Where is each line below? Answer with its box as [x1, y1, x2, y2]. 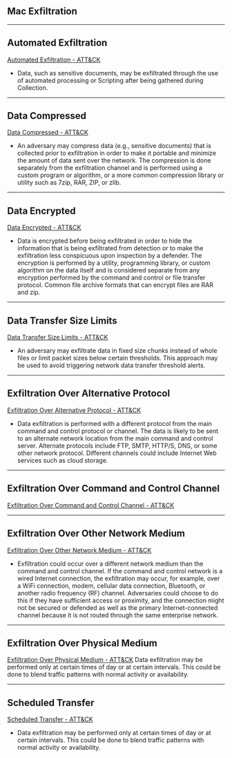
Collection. [17, 83, 48, 92]
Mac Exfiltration [7, 6, 78, 17]
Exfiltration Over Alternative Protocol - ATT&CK [7, 406, 142, 414]
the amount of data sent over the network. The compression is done [17, 156, 211, 165]
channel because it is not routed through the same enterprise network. [17, 611, 219, 619]
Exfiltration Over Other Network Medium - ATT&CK [7, 546, 152, 554]
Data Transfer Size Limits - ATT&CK [7, 333, 108, 342]
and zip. [17, 288, 41, 297]
